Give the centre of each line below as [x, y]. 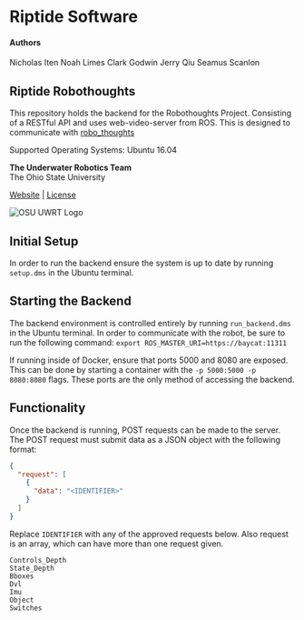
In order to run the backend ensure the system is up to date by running [142, 263]
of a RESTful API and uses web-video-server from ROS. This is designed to [150, 123]
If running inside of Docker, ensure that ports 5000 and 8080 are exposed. [149, 360]
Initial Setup [44, 241]
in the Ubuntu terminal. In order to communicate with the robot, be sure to [147, 333]
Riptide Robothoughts [73, 91]
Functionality [48, 408]
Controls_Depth [38, 560]
